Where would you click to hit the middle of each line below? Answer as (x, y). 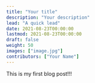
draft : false (23, 40)
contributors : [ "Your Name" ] (43, 57)
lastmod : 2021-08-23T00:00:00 (44, 34)
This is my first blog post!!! (39, 73)
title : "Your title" (32, 12)
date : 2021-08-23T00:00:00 (40, 29)
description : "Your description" (48, 17)
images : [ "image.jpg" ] (35, 51)
